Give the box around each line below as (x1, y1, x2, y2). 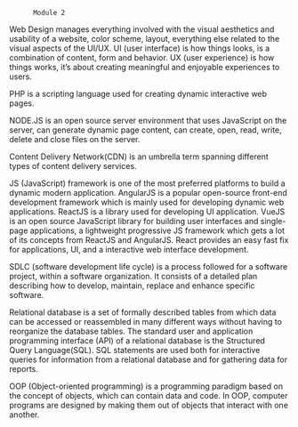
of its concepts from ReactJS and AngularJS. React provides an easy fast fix (9, 235, 289, 245)
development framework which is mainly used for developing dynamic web (9, 197, 285, 207)
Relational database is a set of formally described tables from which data (9, 307, 277, 318)
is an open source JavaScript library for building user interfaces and (9, 216, 259, 226)
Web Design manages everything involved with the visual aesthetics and (9, 24, 275, 35)
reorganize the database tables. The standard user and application (9, 326, 254, 336)
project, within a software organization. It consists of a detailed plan (9, 271, 258, 281)
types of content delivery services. (9, 161, 137, 171)
